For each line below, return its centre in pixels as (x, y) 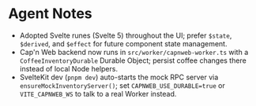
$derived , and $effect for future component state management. (123, 43)
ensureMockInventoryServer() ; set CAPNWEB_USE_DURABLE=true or (122, 85)
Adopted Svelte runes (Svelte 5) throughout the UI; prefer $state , (126, 35)
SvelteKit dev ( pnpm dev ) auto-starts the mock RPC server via (119, 77)
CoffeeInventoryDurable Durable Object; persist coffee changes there (133, 60)
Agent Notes (50, 14)
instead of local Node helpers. (69, 68)
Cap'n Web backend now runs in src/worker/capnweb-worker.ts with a (134, 52)
